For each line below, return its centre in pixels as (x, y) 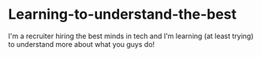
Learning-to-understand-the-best (123, 14)
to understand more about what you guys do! (82, 44)
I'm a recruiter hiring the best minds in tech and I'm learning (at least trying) (131, 36)
